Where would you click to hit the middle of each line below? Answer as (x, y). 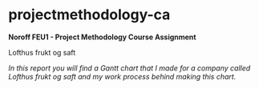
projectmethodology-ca (89, 15)
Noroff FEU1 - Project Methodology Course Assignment (102, 37)
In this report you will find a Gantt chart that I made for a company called (129, 68)
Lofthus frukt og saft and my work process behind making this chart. (122, 76)
